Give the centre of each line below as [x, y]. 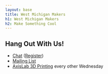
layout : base [19, 10]
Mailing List [24, 61]
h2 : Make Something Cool [31, 24]
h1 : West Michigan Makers [32, 19]
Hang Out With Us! [35, 43]
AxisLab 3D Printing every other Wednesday [58, 66]
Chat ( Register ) [28, 56]
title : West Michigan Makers [35, 14]
